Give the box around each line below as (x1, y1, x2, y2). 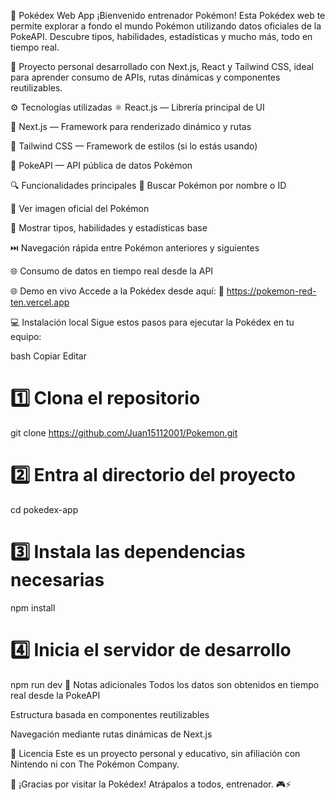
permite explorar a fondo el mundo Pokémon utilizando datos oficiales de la (10, 20, 322, 32)
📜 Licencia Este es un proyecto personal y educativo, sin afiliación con (10, 747, 301, 759)
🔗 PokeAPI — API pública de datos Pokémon (10, 160, 193, 171)
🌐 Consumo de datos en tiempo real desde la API (10, 265, 214, 277)
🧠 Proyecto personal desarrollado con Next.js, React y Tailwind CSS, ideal (10, 61, 314, 72)
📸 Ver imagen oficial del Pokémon (10, 203, 150, 214)
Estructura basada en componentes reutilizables (10, 708, 210, 720)
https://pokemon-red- (226, 285, 317, 297)
